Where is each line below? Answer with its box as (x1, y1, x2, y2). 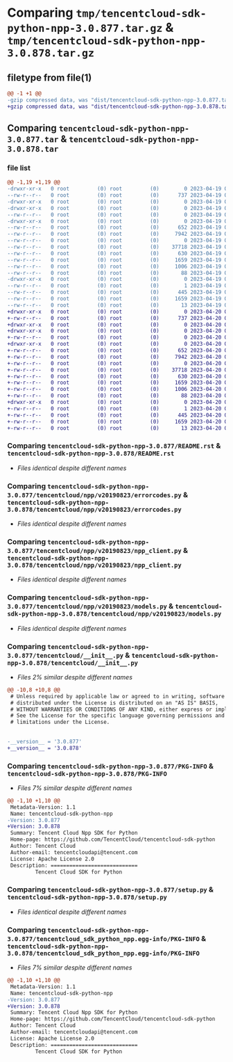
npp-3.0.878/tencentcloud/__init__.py (7, 659, 139, 667)
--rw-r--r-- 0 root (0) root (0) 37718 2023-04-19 (7, 243, 222, 251)
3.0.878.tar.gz (7, 47, 95, 60)
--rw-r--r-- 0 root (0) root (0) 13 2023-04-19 (7, 301, 222, 309)
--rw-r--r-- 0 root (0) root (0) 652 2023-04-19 (7, 224, 222, 231)
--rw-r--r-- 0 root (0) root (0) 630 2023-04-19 (7, 250, 222, 257)
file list (7, 163, 31, 172)
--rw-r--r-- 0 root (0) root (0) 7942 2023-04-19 (7, 231, 222, 238)
